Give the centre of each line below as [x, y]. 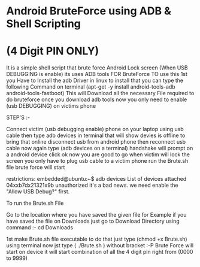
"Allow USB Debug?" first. [38, 192]
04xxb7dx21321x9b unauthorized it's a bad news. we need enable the [92, 185]
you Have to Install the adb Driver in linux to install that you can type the [95, 81]
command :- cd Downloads [40, 227]
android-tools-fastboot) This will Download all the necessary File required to [100, 93]
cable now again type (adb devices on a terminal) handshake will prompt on [100, 148]
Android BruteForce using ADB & [89, 11]
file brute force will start [36, 167]
